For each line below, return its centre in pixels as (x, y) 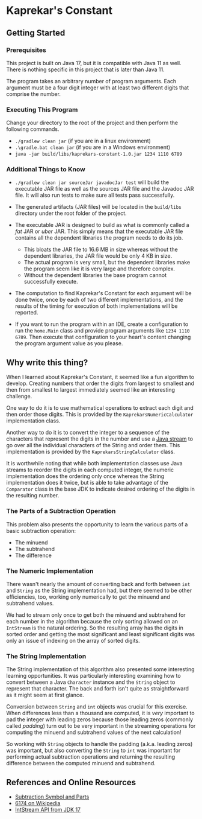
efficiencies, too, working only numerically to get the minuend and (88, 597)
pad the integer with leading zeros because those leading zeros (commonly (100, 719)
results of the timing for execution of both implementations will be (96, 306)
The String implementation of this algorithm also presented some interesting (100, 669)
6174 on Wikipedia (38, 803)
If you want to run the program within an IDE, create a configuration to (102, 324)
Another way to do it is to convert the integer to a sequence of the (88, 433)
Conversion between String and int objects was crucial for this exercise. (97, 707)
